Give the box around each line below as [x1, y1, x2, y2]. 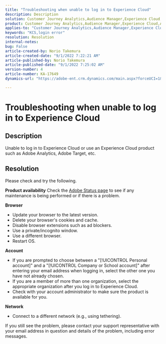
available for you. [12, 294, 48, 300]
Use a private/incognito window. [12, 227, 78, 233]
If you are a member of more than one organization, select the [12, 278, 139, 284]
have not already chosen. [12, 273, 64, 279]
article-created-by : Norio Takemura [5, 48, 81, 53]
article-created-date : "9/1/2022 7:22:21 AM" [5, 53, 100, 58]
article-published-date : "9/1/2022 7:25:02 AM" [5, 62, 105, 67]
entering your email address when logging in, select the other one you [12, 267, 155, 273]
